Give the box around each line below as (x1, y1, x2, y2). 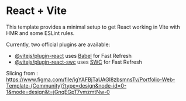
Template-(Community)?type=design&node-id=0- (6, 82, 127, 89)
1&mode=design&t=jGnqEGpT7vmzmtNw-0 (6, 88, 110, 95)
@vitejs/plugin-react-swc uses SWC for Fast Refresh (14, 58, 142, 65)
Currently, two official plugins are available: (6, 41, 111, 48)
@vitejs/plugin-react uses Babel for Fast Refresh (14, 52, 132, 59)
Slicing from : (6, 69, 38, 76)
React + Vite (6, 4, 67, 18)
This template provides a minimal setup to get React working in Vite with (6, 23, 180, 30)
